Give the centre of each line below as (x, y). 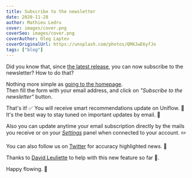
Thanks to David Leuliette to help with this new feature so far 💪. (83, 157)
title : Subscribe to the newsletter (51, 11)
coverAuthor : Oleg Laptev (38, 39)
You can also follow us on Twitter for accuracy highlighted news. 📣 (87, 146)
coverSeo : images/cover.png (41, 33)
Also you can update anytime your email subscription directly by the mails (95, 126)
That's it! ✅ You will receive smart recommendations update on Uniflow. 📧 (95, 108)
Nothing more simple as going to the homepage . (65, 84)
